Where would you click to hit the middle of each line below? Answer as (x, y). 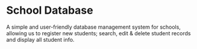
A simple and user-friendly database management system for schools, (93, 27)
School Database (50, 10)
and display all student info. (40, 39)
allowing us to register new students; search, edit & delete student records (98, 33)
